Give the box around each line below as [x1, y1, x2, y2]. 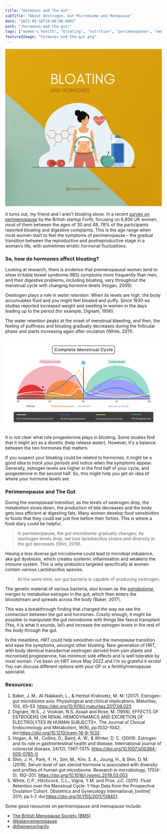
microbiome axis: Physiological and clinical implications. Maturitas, [20, 698, 157, 704]
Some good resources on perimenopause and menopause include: [5, 803, 142, 809]
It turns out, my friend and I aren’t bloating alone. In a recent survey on [5, 211, 150, 217]
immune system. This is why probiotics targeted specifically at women [5, 561, 149, 567]
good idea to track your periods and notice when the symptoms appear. [5, 460, 153, 466]
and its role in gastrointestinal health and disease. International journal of [12, 740, 162, 746]
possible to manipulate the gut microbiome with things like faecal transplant [5, 617, 160, 623]
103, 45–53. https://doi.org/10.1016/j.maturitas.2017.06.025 [12, 703, 132, 709]
